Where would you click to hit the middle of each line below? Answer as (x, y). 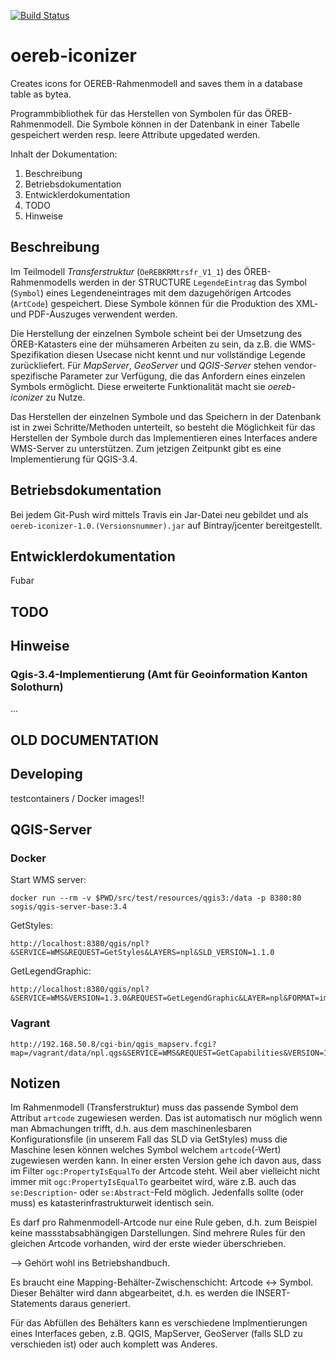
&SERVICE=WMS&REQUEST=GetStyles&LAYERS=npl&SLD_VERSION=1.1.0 (142, 953)
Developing (46, 774)
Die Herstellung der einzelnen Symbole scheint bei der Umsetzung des (156, 333)
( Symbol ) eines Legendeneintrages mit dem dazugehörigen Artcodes (151, 292)
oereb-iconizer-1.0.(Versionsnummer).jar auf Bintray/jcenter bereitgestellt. (166, 525)
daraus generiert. (95, 1304)
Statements (34, 1304)
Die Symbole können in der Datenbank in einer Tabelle (188, 124)
